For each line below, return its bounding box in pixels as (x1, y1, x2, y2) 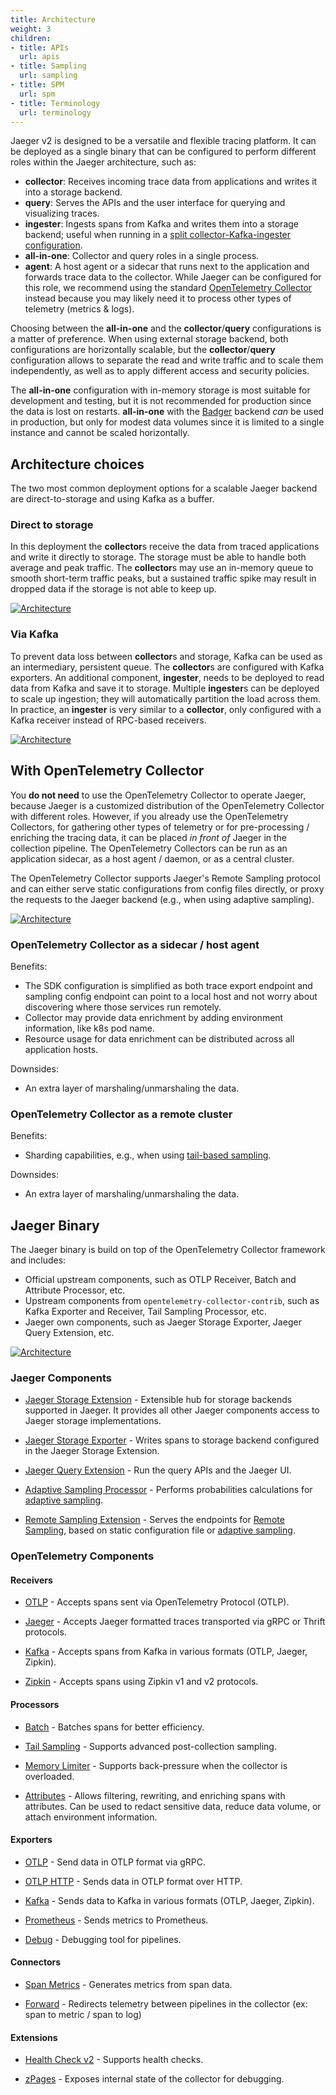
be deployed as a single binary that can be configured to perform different (10, 146, 317, 158)
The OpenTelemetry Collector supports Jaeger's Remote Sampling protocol (10, 872, 321, 884)
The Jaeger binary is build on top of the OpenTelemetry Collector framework (10, 1244, 326, 1255)
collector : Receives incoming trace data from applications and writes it (24, 176, 318, 188)
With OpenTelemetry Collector (10, 762, 205, 780)
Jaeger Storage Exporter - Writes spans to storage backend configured (24, 1434, 320, 1446)
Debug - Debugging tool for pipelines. (24, 1933, 182, 1945)
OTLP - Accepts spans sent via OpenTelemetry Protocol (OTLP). (24, 1596, 290, 1608)
